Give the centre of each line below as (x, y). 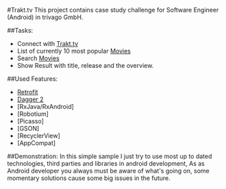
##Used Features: (33, 79)
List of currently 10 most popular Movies (74, 51)
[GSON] (28, 128)
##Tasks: (20, 30)
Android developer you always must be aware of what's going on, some (109, 171)
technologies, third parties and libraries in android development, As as (106, 163)
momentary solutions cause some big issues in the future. (89, 178)
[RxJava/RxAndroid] (45, 106)
